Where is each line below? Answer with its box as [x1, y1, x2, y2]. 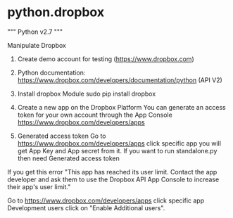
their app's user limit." [7, 182, 71, 191]
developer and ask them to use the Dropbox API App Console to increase [7, 175, 220, 184]
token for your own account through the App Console [17, 110, 172, 119]
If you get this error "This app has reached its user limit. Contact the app [7, 167, 218, 176]
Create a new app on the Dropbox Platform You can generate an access [17, 103, 227, 111]
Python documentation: [17, 68, 86, 77]
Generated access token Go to [17, 132, 107, 140]
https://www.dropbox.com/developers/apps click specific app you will [17, 139, 222, 148]
